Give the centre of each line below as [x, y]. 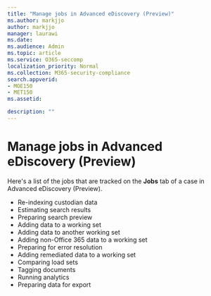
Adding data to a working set [59, 224]
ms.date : [20, 40]
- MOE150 [20, 86]
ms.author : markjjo [36, 20]
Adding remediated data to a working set [76, 254]
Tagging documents [46, 269]
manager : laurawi [33, 33]
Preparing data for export [54, 284]
